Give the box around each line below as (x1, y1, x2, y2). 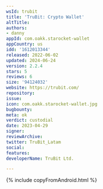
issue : (6, 95, 22, 101)
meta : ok (6, 112, 27, 118)
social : (6, 145, 25, 150)
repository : (6, 90, 35, 96)
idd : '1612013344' (6, 47, 51, 53)
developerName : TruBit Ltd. (6, 156, 74, 161)
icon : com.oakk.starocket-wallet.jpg (6, 101, 98, 107)
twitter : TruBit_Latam (6, 139, 61, 145)
